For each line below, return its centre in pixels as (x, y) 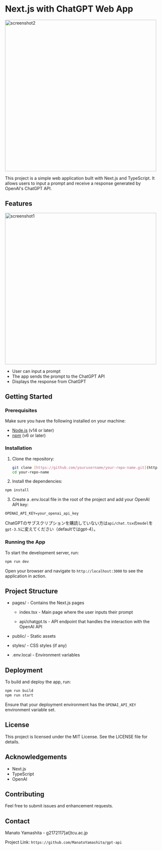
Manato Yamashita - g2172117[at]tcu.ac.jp (46, 833)
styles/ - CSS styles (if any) (39, 645)
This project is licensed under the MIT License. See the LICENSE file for (76, 737)
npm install (17, 490)
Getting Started (29, 397)
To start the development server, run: (42, 553)
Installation (19, 448)
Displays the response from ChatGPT (49, 381)
